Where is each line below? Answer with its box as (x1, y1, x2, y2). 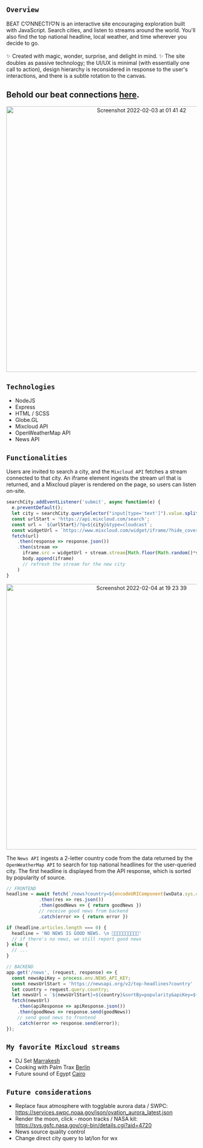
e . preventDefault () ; (11, 504, 63, 511)
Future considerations (6, 1087, 92, 1096)
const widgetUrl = (11, 527, 59, 534)
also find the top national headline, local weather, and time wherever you (6, 33, 187, 40)
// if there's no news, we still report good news (11, 936, 142, 942)
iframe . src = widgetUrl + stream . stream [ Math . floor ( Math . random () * (22, 550, 196, 556)
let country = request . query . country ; (11, 987, 110, 993)
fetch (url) (11, 533, 39, 539)
